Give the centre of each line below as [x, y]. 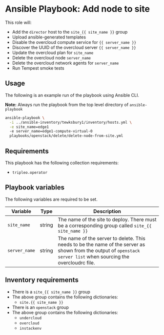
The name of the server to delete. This [102, 238]
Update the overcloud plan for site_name [53, 53]
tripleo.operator [30, 172]
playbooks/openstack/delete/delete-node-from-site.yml [66, 136]
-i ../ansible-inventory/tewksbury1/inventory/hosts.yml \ [71, 122]
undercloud [31, 318]
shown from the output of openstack [99, 250]
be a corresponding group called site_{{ [105, 225]
